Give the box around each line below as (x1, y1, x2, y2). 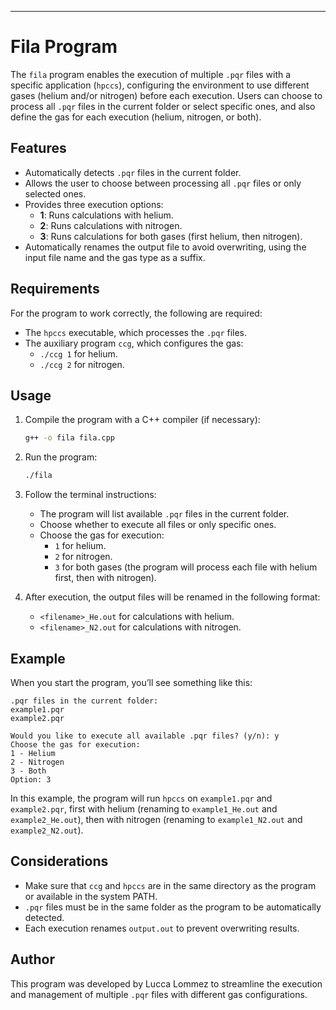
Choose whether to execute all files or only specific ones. (39, 519, 277, 531)
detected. (24, 911, 65, 923)
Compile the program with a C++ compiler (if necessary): (24, 414, 261, 426)
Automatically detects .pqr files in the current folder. (24, 166, 242, 178)
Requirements (10, 281, 100, 298)
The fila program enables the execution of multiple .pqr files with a (10, 68, 292, 80)
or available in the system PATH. (24, 890, 158, 902)
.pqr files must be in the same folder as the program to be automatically (24, 901, 322, 913)
